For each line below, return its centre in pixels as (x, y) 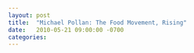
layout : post (29, 15)
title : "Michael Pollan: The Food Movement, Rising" (98, 23)
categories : (27, 37)
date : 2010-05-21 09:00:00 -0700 (66, 30)
